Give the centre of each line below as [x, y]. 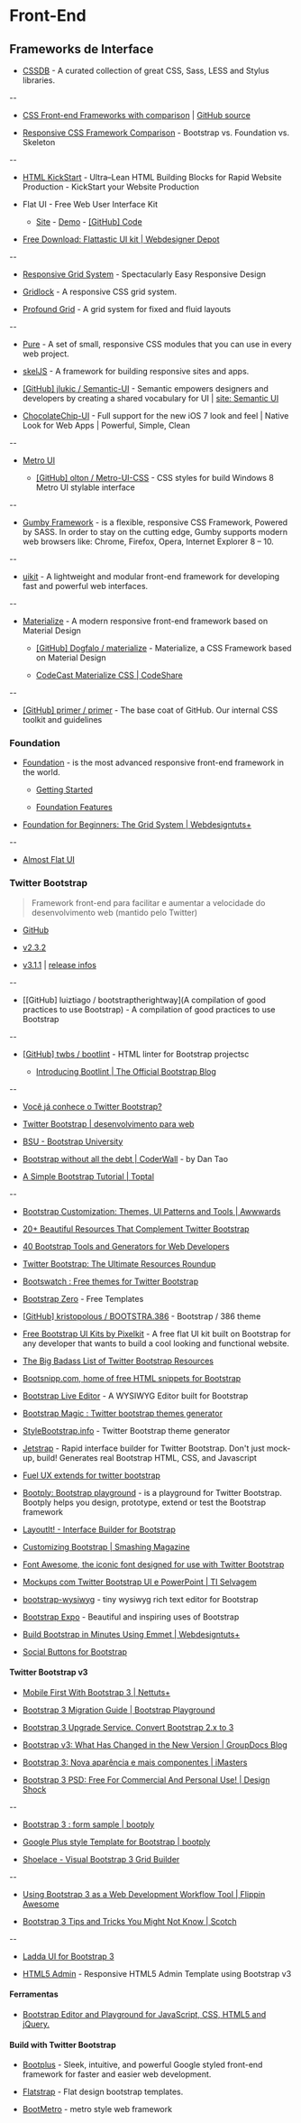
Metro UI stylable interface [85, 487]
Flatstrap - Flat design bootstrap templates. [103, 2092]
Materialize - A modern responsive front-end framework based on [145, 621]
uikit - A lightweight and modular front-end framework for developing [151, 577]
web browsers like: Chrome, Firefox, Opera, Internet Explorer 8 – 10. [148, 541]
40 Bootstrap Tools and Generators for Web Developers [126, 1246]
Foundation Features [74, 808]
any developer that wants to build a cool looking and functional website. [156, 1343]
